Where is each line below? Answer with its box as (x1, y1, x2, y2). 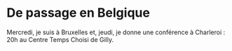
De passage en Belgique (6, 5, 150, 21)
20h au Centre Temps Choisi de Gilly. (6, 35, 114, 43)
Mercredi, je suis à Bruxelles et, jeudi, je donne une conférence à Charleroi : (6, 28, 226, 36)
